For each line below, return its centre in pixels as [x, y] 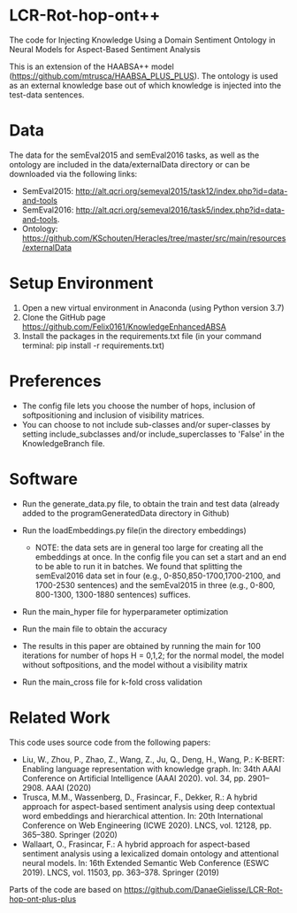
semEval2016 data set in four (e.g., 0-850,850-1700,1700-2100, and [158, 576]
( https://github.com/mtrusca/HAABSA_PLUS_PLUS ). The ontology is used [144, 75]
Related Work [60, 717]
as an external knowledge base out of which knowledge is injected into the [145, 85]
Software [43, 479]
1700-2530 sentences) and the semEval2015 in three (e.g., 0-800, [155, 584]
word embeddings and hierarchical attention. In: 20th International [142, 816]
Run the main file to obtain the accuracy [95, 629]
